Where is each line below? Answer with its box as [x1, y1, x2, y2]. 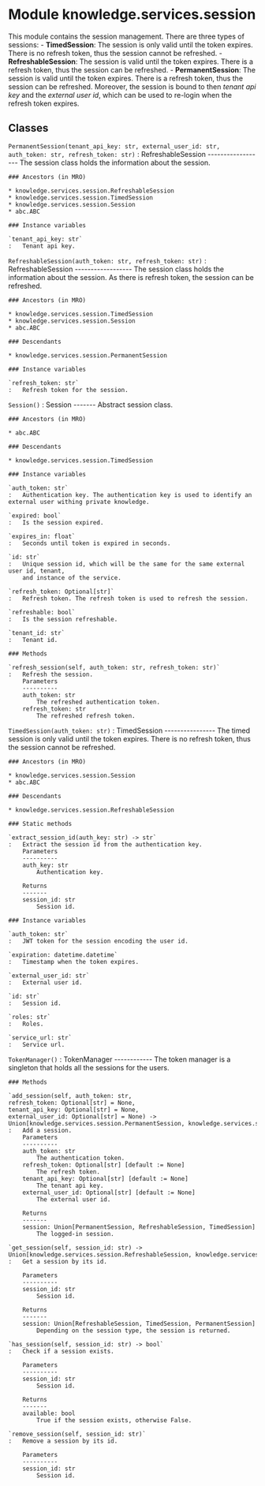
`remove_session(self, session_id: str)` [8, 1430, 147, 1438]
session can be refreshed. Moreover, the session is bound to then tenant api [8, 81, 256, 91]
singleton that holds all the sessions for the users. [8, 1062, 170, 1072]
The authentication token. [36, 1154, 125, 1162]
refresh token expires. [8, 99, 80, 108]
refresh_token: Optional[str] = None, [8, 1099, 136, 1107]
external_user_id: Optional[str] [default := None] [22, 1189, 196, 1197]
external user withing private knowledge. [8, 498, 150, 506]
